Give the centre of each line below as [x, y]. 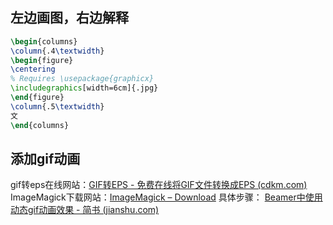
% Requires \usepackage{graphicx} [82, 79]
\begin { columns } [44, 41]
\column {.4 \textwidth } [57, 51]
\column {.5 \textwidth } [57, 106]
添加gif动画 [45, 158]
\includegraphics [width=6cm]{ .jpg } [84, 88]
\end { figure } [37, 98]
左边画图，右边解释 [69, 18]
